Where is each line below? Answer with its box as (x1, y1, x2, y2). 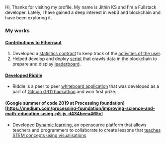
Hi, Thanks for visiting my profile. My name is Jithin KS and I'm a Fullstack (5, 4, 157, 10)
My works (5, 27, 30, 34)
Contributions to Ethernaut (5, 39, 62, 45)
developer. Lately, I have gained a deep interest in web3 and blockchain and (5, 9, 161, 15)
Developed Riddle (5, 72, 43, 78)
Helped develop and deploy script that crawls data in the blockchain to (12, 56, 158, 62)
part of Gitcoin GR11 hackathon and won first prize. (12, 89, 117, 95)
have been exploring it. (5, 15, 52, 20)
